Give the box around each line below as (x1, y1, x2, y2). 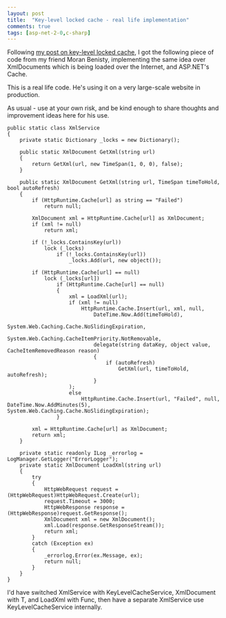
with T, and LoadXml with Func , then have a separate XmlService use (7, 596, 205, 604)
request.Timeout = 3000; (43, 498, 116, 505)
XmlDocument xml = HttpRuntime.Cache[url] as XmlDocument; (32, 215, 205, 222)
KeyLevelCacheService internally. (7, 603, 103, 611)
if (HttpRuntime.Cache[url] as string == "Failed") (32, 197, 184, 204)
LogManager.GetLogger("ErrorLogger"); (7, 456, 119, 463)
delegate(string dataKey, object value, (93, 341, 212, 348)
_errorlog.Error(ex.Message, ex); (43, 552, 143, 560)
